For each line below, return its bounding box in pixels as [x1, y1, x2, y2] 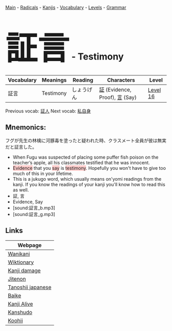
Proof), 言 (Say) [99, 93, 137, 101]
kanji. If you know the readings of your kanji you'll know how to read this [12, 181, 165, 187]
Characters [107, 76, 135, 84]
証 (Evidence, [99, 86, 132, 93]
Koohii [8, 317, 23, 324]
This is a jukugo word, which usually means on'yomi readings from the [12, 176, 162, 182]
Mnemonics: [5, 123, 47, 132]
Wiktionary [8, 259, 34, 266]
